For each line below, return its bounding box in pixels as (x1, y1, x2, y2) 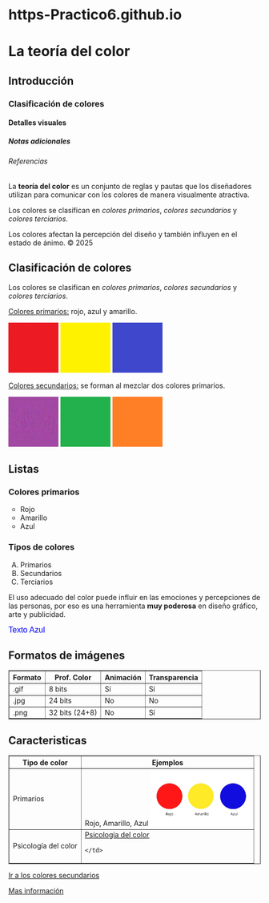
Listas (8, 462, 40, 476)
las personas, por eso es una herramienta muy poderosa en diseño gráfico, (8, 601, 259, 611)
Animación (104, 672, 142, 682)
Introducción (8, 74, 74, 87)
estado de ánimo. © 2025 (8, 238, 94, 248)
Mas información (8, 885, 64, 895)
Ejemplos (151, 757, 184, 767)
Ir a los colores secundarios (8, 870, 100, 880)
